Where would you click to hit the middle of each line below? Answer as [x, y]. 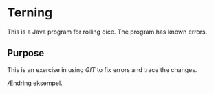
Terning [30, 13]
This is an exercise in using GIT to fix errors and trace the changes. [102, 69]
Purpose [26, 53]
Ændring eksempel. [35, 83]
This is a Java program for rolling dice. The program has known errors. [107, 32]
